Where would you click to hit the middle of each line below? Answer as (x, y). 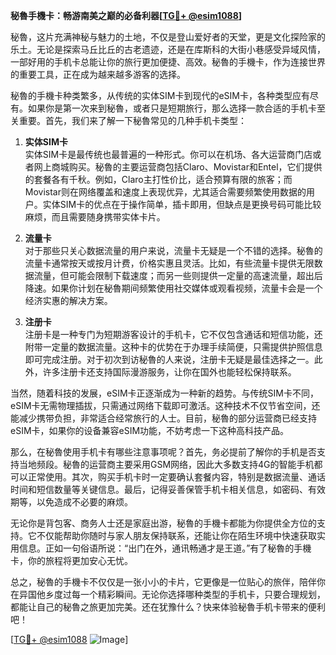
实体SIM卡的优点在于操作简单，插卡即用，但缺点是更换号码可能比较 (182, 204)
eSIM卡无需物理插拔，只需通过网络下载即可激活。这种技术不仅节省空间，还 (165, 405)
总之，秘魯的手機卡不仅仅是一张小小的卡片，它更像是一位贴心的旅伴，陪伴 (163, 582)
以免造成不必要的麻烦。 (84, 502)
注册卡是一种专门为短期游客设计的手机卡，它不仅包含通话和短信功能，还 (173, 334)
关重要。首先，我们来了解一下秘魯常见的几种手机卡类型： (128, 120)
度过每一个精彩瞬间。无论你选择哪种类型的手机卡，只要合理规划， (189, 594)
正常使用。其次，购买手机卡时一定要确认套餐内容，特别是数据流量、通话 (176, 477)
